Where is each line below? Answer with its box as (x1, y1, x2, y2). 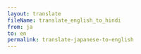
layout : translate (7, 10, 61, 18)
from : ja (7, 23, 33, 30)
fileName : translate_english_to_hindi (7, 17, 121, 24)
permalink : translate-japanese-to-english (7, 36, 134, 43)
